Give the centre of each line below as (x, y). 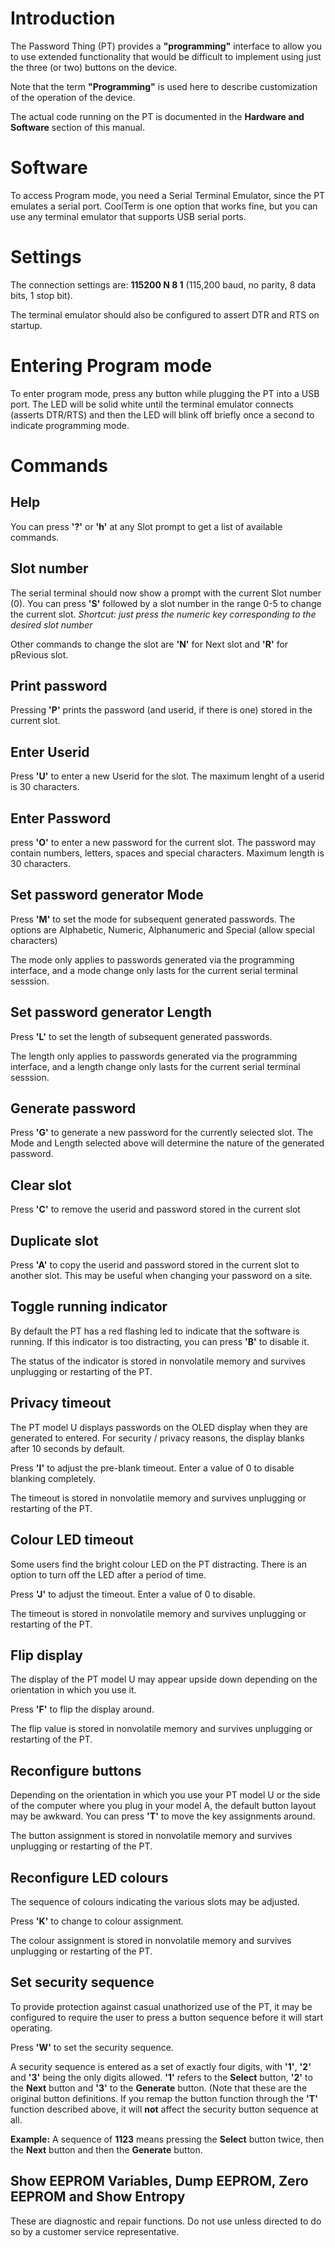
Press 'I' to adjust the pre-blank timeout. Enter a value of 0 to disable (152, 1468)
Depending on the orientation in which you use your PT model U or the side (165, 1795)
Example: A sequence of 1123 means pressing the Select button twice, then (167, 2139)
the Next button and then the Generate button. (106, 2149)
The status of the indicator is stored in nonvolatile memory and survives (158, 1361)
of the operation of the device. (73, 97)
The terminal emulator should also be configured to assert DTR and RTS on (165, 314)
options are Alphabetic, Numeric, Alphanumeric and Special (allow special (162, 929)
